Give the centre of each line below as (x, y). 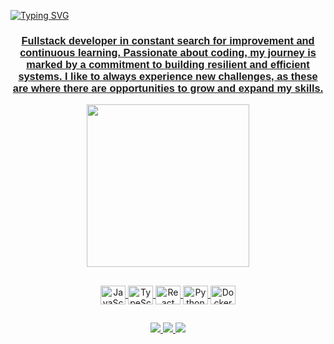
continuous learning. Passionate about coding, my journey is (168, 52)
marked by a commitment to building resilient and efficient (168, 64)
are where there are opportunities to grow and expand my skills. (168, 87)
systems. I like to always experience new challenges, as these (168, 76)
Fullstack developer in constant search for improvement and (168, 40)
